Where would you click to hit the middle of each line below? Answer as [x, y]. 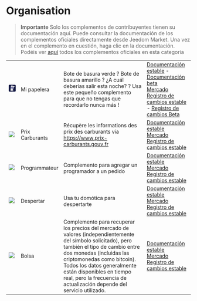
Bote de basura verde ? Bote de [101, 74]
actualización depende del [95, 284]
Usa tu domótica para [89, 198]
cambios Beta [163, 114]
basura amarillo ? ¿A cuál [94, 80]
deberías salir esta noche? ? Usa [103, 86]
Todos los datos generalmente [100, 265]
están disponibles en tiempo [98, 272]
